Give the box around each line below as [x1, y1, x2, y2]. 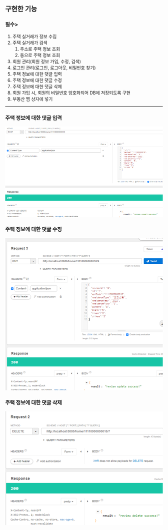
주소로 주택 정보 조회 [19, 46, 60, 52]
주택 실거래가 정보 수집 [12, 33, 57, 39]
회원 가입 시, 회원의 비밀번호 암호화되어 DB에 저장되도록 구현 [12, 90, 131, 96]
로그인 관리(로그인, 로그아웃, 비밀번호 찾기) [12, 65, 96, 71]
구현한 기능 [5, 5, 37, 14]
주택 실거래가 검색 [12, 40, 47, 46]
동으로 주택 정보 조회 [19, 52, 60, 58]
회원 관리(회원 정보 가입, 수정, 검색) [12, 58, 81, 64]
